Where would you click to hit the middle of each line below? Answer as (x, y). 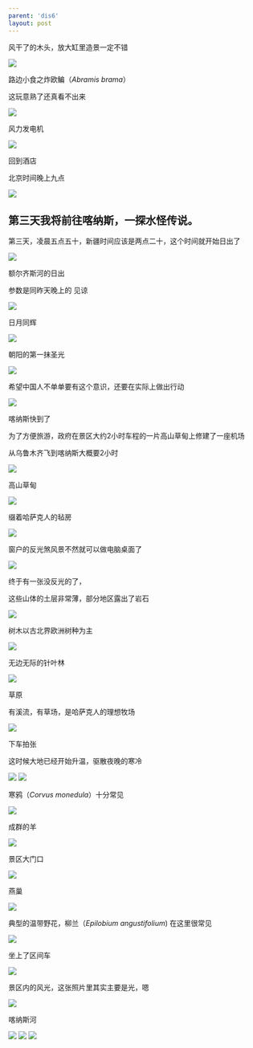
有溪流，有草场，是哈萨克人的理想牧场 (71, 712)
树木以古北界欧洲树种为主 (51, 630)
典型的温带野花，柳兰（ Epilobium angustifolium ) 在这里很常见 (110, 924)
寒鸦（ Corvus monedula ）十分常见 (66, 795)
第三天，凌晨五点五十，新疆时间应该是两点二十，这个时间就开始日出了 (124, 241)
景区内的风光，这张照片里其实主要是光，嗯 (79, 988)
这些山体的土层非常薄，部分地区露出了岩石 (79, 598)
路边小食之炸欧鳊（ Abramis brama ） (69, 79)
